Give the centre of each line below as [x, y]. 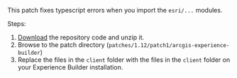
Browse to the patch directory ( [63, 45]
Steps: [17, 24]
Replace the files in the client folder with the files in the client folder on [124, 60]
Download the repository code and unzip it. [81, 37]
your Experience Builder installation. [70, 67]
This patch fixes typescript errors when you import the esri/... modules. [115, 10]
